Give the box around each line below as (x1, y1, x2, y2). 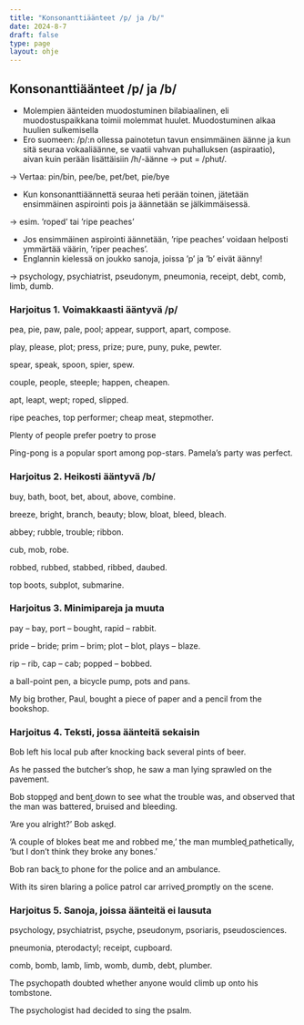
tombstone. (9, 988, 53, 999)
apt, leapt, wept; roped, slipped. (9, 395, 129, 405)
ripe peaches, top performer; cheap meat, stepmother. (9, 412, 214, 424)
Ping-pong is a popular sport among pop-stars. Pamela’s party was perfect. (9, 447, 293, 458)
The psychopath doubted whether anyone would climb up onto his (9, 978, 258, 989)
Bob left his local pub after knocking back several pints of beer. (9, 746, 247, 757)
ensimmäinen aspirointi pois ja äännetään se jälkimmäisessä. (22, 198, 250, 210)
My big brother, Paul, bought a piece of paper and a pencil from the (9, 693, 262, 704)
